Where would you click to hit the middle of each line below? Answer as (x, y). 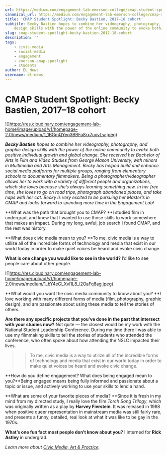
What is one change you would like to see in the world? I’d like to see (77, 258)
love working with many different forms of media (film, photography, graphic (83, 299)
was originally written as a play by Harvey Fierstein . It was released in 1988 (83, 406)
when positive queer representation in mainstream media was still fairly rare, (83, 412)
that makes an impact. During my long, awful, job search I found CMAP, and (83, 223)
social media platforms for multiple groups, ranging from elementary (75, 171)
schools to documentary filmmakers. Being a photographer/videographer (80, 176)
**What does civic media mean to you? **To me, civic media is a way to (80, 238)
